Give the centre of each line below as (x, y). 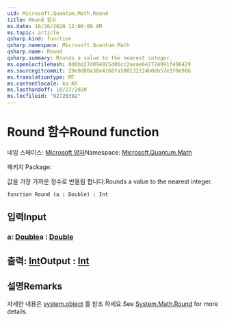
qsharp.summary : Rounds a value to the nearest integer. (90, 58)
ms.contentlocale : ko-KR (42, 84)
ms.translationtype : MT (41, 77)
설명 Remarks (35, 286)
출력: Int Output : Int (48, 261)
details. (17, 311)
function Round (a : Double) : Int (58, 194)
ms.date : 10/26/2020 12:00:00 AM (55, 26)
